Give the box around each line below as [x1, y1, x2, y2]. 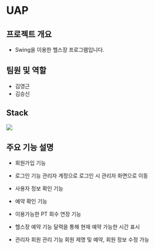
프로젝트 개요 [6, 29, 52, 39]
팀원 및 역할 [6, 66, 47, 76]
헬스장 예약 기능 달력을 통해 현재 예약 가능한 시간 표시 [14, 223, 140, 230]
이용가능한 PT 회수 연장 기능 [14, 211, 82, 218]
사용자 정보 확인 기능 [14, 185, 64, 192]
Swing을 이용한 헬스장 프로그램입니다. [14, 46, 105, 53]
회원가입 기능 [14, 159, 46, 167]
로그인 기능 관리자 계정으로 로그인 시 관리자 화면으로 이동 [14, 172, 148, 179]
